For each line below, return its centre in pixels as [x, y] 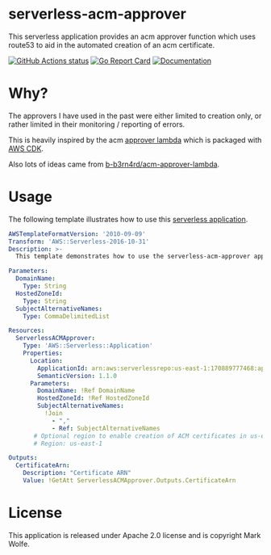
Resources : [27, 331]
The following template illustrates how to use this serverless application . [128, 219]
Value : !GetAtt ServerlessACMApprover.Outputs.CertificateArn [129, 481]
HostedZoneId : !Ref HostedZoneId [94, 398]
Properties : [43, 353]
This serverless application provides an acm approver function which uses [132, 36]
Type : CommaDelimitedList [67, 316]
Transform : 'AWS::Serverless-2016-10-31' [79, 242]
